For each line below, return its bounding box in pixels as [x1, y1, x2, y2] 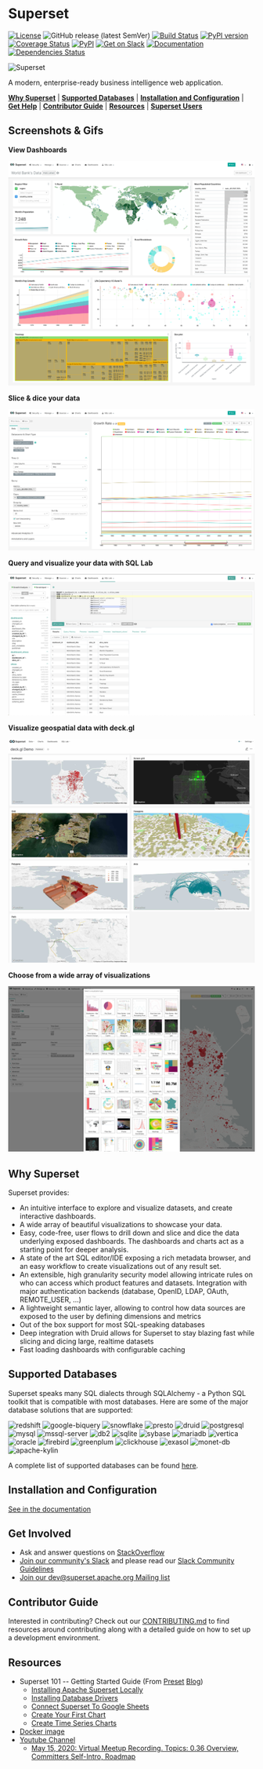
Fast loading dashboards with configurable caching [19, 1345, 186, 1354]
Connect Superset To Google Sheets [31, 1701, 150, 1712]
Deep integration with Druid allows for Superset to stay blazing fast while [19, 1329, 255, 1338]
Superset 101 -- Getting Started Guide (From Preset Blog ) [19, 1677, 204, 1687]
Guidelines [19, 1564, 55, 1574]
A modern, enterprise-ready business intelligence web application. [8, 78, 223, 87]
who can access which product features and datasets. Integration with [19, 1278, 247, 1288]
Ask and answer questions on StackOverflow [19, 1548, 165, 1557]
